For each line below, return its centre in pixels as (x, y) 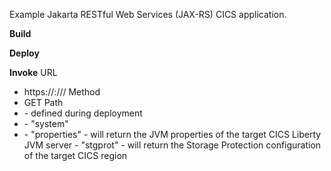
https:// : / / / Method (62, 92)
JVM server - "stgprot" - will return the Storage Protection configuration (172, 145)
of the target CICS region (75, 155)
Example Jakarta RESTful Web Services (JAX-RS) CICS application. (148, 14)
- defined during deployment (83, 113)
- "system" (46, 123)
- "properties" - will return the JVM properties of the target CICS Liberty (172, 134)
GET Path (43, 102)
